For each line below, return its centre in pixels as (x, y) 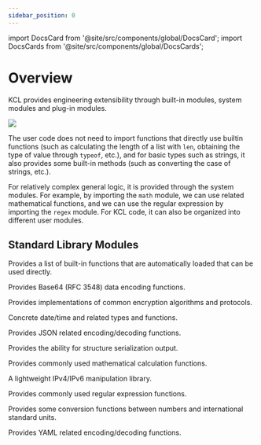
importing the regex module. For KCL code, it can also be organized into (125, 211)
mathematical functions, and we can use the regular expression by (116, 203)
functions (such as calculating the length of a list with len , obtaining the (124, 146)
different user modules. (46, 220)
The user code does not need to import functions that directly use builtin (126, 138)
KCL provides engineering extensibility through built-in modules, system (125, 100)
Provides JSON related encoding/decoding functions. (95, 333)
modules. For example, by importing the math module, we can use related (126, 195)
